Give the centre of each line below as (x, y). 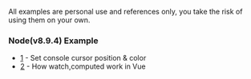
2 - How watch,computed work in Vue (83, 66)
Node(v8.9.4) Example (53, 41)
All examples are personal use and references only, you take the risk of (125, 12)
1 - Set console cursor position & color (83, 58)
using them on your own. (49, 20)
